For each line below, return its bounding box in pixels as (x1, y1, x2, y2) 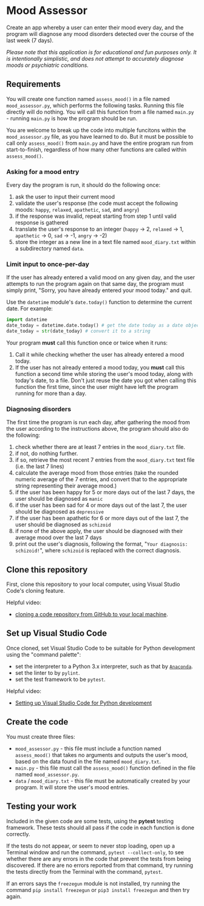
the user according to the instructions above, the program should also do (6, 425, 189, 433)
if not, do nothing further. (15, 450, 78, 457)
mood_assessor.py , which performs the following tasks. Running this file (6, 102, 184, 109)
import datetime (6, 317, 47, 323)
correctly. (6, 830, 30, 837)
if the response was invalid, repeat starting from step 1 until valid (15, 212, 177, 220)
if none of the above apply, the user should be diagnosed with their (15, 528, 183, 535)
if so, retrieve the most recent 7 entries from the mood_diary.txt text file (15, 456, 195, 464)
